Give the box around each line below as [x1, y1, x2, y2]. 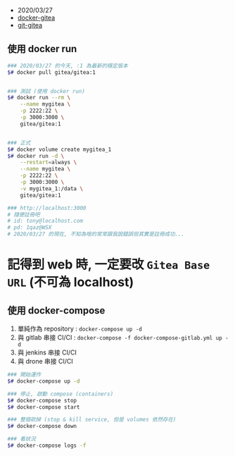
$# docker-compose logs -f [7, 442, 87, 450]
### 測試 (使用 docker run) [7, 87, 86, 94]
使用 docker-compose [7, 304, 106, 316]
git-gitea [17, 21, 43, 29]
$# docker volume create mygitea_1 [7, 146, 112, 153]
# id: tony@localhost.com [7, 218, 83, 225]
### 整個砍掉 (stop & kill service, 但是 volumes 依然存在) [7, 416, 177, 424]
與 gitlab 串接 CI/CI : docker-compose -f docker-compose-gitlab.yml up [17, 333, 223, 342]
